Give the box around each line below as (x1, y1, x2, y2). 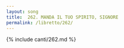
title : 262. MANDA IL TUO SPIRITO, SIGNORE (6, 14, 119, 20)
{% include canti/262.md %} (6, 36, 76, 43)
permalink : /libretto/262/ (6, 20, 73, 25)
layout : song (6, 8, 39, 15)
